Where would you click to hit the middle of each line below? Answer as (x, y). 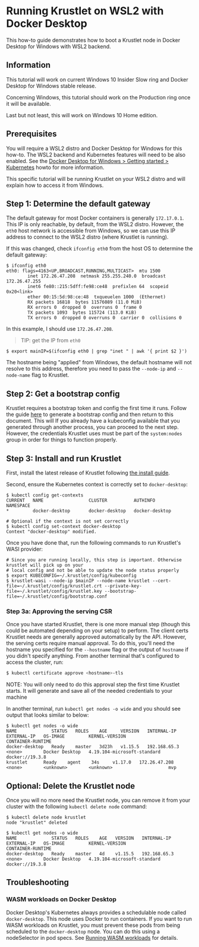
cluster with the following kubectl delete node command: (77, 806)
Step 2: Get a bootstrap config (63, 394)
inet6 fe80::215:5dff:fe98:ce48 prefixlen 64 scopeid (98, 287)
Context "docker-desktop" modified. (51, 532)
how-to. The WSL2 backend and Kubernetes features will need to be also (96, 154)
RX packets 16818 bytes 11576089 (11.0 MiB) (85, 302)
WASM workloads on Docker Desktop (61, 899)
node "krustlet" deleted (37, 823)
